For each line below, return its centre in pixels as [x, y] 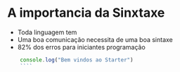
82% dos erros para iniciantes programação [81, 47]
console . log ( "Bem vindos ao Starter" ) [77, 60]
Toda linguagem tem [47, 32]
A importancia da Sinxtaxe [86, 13]
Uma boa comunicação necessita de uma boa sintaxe [95, 39]
